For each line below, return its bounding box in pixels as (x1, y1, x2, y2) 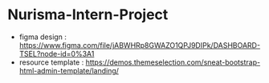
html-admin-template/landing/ (18, 65, 120, 75)
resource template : (18, 57, 84, 67)
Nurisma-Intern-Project (7, 6, 169, 24)
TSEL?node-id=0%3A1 (18, 49, 95, 58)
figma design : (18, 32, 67, 41)
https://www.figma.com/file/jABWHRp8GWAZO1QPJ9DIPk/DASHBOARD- (18, 40, 261, 49)
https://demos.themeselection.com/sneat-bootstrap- (85, 57, 261, 67)
